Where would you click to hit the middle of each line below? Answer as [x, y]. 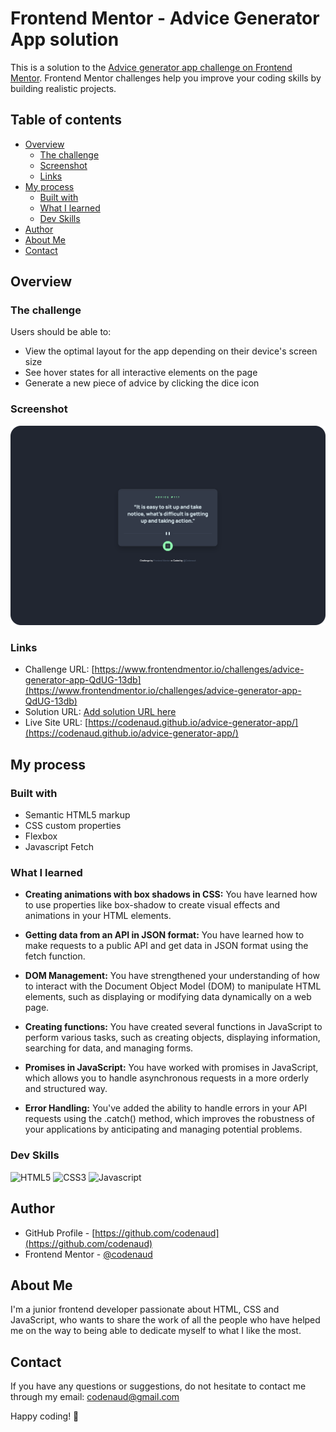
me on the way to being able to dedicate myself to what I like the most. [156, 1331]
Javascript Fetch [59, 847]
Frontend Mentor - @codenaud [88, 1254]
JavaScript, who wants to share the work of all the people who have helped [165, 1320]
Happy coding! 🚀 [45, 1416]
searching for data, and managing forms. [109, 1048]
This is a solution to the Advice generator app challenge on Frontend [151, 67]
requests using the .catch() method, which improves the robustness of [169, 1119]
